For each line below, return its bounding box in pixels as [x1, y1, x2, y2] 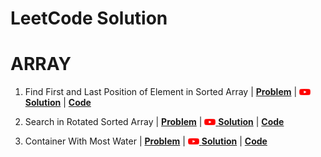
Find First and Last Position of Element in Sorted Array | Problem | [24, 86, 298, 98]
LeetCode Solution [10, 7, 168, 30]
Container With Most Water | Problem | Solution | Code [24, 135, 268, 147]
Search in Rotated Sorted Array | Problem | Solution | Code [24, 116, 285, 128]
